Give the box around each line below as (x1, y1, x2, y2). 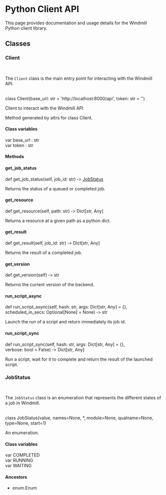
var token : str (5, 142, 34, 148)
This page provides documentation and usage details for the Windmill (5, 20, 147, 26)
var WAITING (5, 463, 32, 469)
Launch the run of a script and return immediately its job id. (5, 319, 126, 325)
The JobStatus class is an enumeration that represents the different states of (5, 394, 162, 400)
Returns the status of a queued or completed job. (5, 186, 106, 191)
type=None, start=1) (5, 420, 47, 426)
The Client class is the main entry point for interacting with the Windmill (5, 75, 153, 81)
